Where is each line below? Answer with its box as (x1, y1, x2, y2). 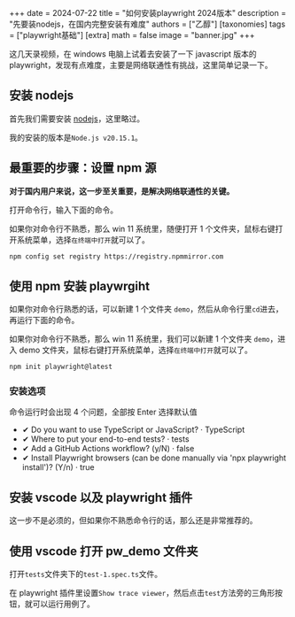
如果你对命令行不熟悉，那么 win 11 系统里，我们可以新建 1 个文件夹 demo (9, 334, 270, 344)
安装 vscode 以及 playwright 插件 (9, 490, 193, 505)
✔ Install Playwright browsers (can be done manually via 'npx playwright (21, 452, 286, 463)
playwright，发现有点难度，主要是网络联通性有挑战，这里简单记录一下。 (9, 60, 273, 70)
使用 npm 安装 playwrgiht (9, 278, 151, 294)
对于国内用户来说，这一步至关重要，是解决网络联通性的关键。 (9, 185, 235, 197)
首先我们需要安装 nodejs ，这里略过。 (9, 113, 145, 124)
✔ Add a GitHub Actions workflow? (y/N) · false (21, 443, 195, 454)
